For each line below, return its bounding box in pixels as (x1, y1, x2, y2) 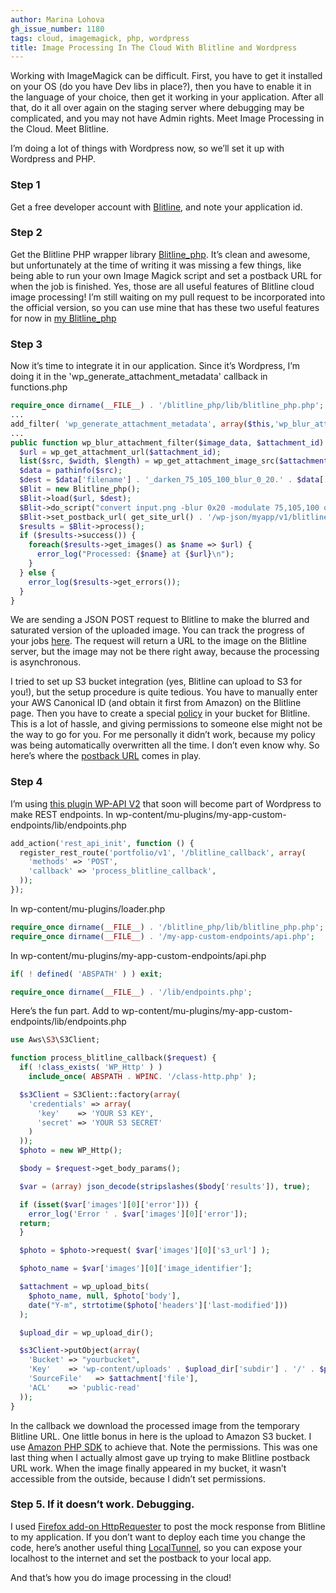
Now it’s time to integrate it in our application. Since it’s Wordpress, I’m (10, 360, 300, 372)
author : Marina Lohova (10, 14, 105, 25)
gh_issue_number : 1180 (10, 24, 105, 34)
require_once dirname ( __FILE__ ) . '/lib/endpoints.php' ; (10, 987, 253, 997)
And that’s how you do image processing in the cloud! (10, 1571, 232, 1583)
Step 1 (10, 178, 41, 192)
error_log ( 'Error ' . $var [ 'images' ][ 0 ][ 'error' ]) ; (28, 1209, 248, 1219)
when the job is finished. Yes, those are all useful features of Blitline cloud (10, 280, 315, 292)
